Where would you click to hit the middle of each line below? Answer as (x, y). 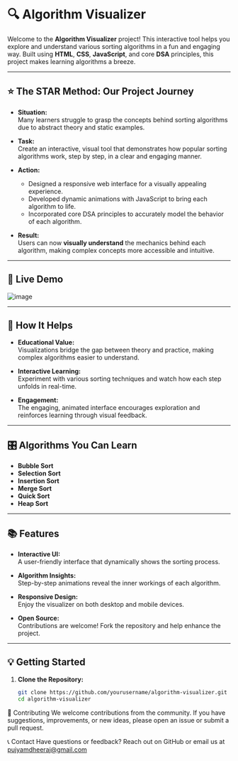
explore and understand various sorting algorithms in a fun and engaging (114, 46)
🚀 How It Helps (40, 325)
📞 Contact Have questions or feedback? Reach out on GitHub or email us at (116, 741)
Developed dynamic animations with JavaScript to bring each (118, 199)
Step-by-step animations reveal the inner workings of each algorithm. (119, 583)
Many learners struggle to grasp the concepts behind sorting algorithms (123, 119)
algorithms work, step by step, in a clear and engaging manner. (109, 156)
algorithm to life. (52, 206)
